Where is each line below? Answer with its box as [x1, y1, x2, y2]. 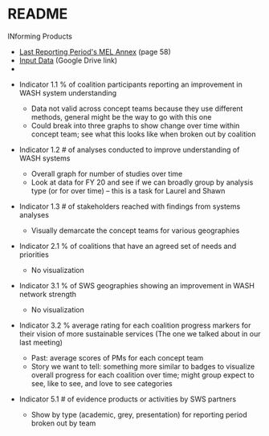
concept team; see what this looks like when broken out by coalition [31, 129, 256, 139]
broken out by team [31, 418, 96, 428]
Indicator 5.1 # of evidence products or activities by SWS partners [18, 394, 237, 404]
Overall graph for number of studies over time [31, 169, 183, 178]
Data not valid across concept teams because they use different [31, 104, 243, 113]
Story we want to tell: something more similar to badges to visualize [31, 361, 255, 371]
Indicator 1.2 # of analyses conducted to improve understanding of [18, 145, 240, 154]
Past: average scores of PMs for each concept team [31, 352, 204, 362]
